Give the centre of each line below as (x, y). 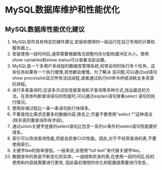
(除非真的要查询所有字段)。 (39, 120)
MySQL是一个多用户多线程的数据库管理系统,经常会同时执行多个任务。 (81, 66)
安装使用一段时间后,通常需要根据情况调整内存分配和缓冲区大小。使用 (80, 54)
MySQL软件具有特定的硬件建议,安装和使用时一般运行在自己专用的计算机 (84, 42)
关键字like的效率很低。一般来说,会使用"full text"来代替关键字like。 (78, 150)
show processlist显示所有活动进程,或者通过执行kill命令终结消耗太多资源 (83, 78)
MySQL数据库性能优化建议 (45, 29)
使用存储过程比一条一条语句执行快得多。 (52, 108)
